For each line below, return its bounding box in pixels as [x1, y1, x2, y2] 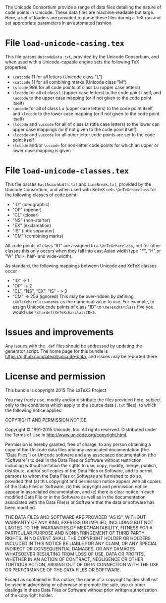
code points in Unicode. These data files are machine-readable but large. [5, 9, 155, 15]
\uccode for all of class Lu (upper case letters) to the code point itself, [12, 105, 154, 111]
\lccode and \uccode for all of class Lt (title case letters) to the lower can [12, 121, 160, 127]
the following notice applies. [5, 407, 63, 413]
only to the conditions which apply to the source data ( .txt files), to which [5, 402, 157, 408]
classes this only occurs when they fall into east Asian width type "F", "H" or [5, 248, 161, 254]
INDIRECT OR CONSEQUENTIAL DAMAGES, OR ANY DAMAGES [5, 546, 135, 551]
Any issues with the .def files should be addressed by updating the [5, 343, 142, 349]
